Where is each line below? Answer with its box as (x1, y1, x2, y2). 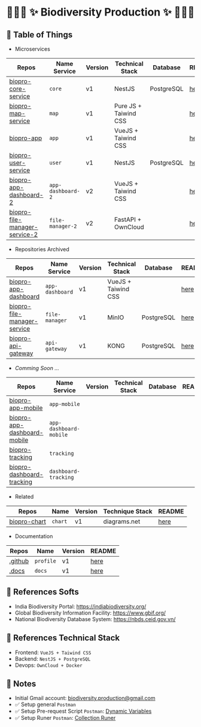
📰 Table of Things (6, 29, 73, 39)
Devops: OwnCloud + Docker (14, 661, 83, 668)
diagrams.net (103, 517, 141, 526)
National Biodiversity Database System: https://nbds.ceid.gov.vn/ (14, 615, 176, 622)
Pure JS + (114, 102, 142, 110)
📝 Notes (6, 679, 36, 689)
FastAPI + (114, 215, 142, 224)
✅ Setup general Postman (14, 701, 76, 708)
